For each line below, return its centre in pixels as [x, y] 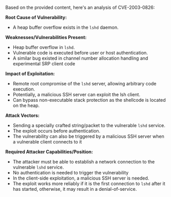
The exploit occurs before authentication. [56, 131]
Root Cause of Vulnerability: [36, 17]
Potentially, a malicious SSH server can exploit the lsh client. [76, 94]
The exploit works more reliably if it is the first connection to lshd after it [89, 184]
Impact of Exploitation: [30, 74]
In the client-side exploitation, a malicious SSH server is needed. [81, 178]
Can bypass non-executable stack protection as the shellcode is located [89, 100]
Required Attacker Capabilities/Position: [49, 152]
